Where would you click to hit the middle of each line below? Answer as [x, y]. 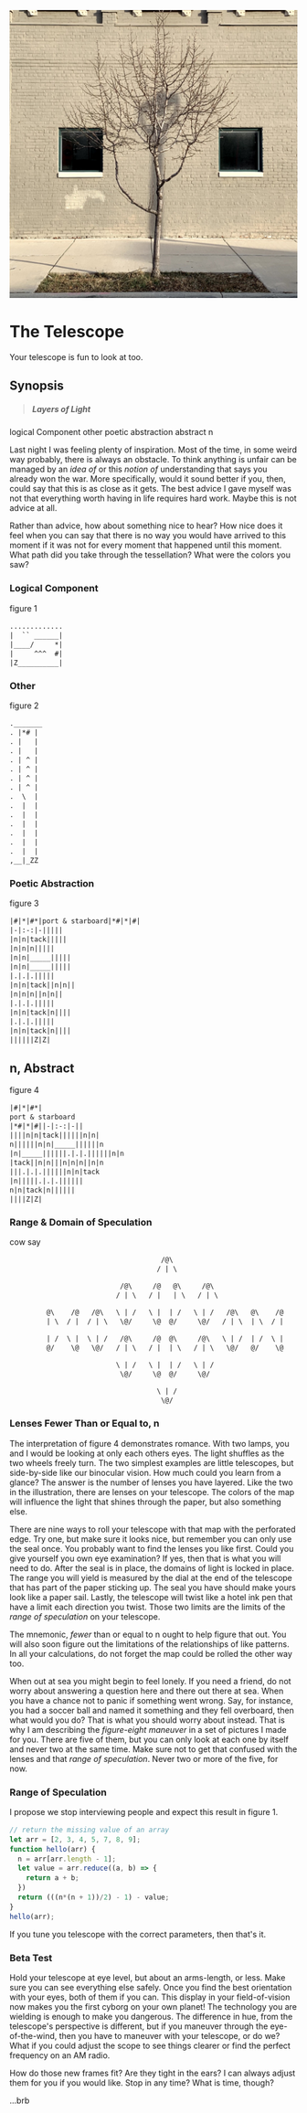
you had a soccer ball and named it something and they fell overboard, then [152, 1710]
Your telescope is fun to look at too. [76, 356]
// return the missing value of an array [90, 1830]
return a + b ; [53, 1878]
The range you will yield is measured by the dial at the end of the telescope [151, 1577]
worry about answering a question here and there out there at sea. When [147, 1691]
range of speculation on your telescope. [85, 1616]
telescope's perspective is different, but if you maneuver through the [139, 2026]
